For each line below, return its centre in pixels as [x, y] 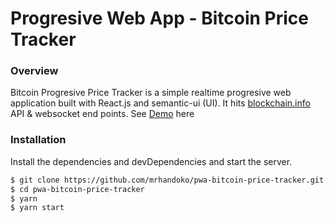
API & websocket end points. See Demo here [102, 114]
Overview [34, 71]
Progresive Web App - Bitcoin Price [159, 18]
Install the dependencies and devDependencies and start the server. [151, 161]
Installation [38, 140]
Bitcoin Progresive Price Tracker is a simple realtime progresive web [151, 93]
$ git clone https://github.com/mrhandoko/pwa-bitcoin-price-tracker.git [167, 180]
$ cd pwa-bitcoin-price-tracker [77, 189]
